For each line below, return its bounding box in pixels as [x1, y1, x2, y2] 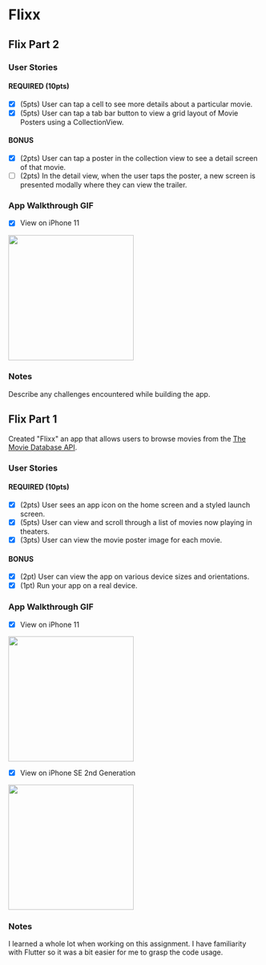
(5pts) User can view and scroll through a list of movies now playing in [19, 517, 252, 527]
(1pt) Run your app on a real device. [19, 581, 138, 591]
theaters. [19, 527, 50, 536]
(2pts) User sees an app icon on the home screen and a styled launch [19, 499, 251, 510]
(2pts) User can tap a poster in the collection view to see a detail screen [19, 154, 258, 164]
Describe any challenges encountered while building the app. [8, 389, 211, 398]
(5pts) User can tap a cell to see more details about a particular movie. [19, 99, 253, 109]
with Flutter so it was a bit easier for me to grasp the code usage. [8, 947, 224, 957]
